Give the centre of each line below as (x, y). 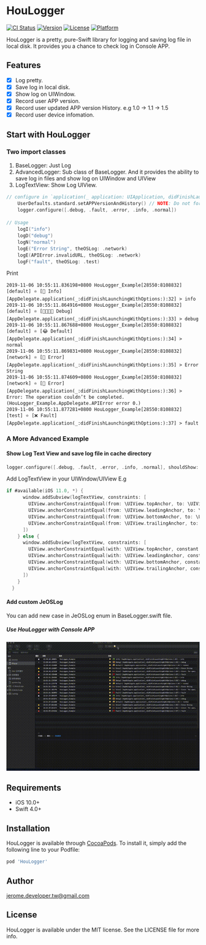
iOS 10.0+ (27, 803)
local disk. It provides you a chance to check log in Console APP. (88, 46)
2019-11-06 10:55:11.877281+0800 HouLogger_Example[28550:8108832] (94, 410)
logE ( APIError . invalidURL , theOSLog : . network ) (79, 255)
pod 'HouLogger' (27, 862)
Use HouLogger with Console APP (51, 630)
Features (24, 65)
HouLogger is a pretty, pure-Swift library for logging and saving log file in (99, 39)
